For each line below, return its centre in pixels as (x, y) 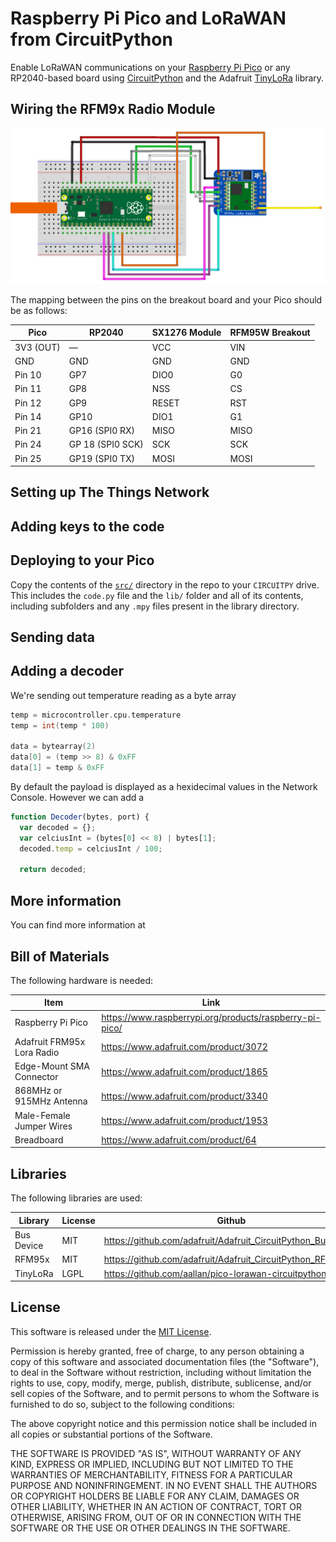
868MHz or (38, 1091)
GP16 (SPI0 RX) (102, 431)
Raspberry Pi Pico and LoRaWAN (148, 18)
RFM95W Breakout (270, 333)
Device (29, 1246)
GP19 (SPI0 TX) (102, 458)
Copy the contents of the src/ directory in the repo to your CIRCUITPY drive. (165, 584)
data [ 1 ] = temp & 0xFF (57, 768)
